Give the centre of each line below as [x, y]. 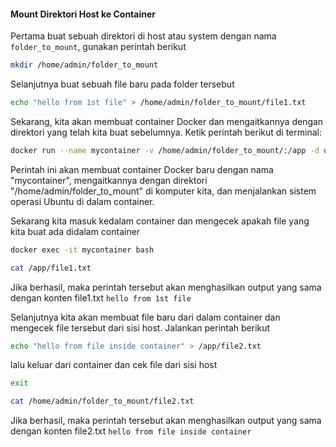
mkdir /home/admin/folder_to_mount [84, 65]
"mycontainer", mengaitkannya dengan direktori [109, 180]
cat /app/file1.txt [51, 268]
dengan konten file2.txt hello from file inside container [131, 431]
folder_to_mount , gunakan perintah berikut [98, 47]
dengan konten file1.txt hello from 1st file [101, 297]
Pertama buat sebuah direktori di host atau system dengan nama [143, 36]
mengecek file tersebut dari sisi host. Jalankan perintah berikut [140, 327]
